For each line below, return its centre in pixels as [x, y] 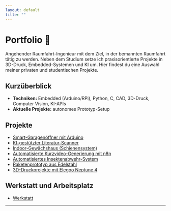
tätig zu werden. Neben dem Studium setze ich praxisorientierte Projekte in [84, 59]
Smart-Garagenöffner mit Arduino [48, 137]
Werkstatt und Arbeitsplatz [49, 186]
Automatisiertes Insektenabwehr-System [55, 159]
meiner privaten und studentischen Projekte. [52, 70]
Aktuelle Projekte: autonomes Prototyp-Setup [61, 109]
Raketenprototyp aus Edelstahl [45, 164]
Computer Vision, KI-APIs [39, 104]
